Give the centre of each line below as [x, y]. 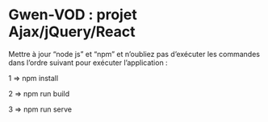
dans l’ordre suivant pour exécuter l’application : [88, 63]
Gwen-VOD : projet [73, 15]
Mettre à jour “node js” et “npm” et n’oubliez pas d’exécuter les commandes [134, 54]
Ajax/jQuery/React [72, 32]
